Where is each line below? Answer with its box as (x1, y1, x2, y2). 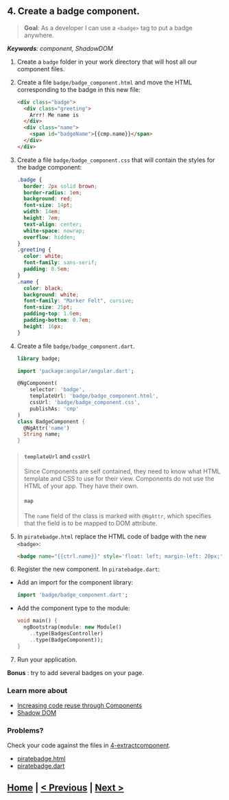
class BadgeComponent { (16, 418, 86, 425)
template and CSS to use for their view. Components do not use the (23, 475, 215, 483)
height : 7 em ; (23, 215, 61, 222)
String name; (23, 431, 61, 438)
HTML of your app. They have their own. (23, 482, 138, 490)
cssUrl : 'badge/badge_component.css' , (29, 399, 141, 406)
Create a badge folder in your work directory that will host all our (16, 58, 197, 66)
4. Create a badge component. (7, 5, 140, 17)
